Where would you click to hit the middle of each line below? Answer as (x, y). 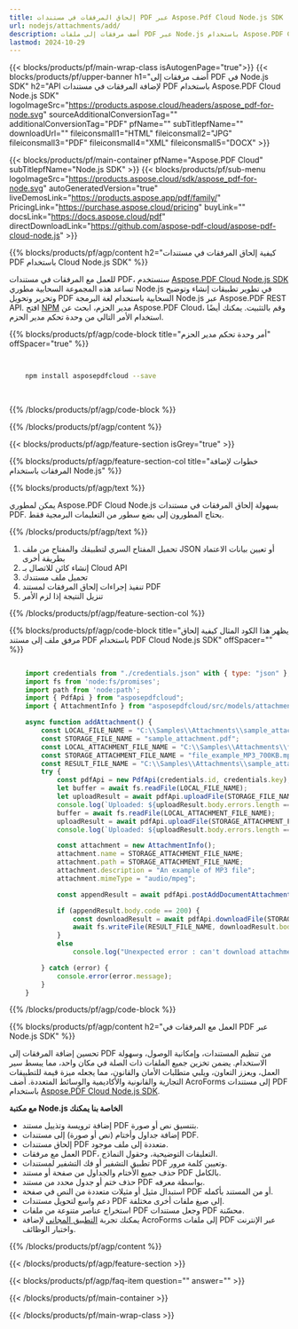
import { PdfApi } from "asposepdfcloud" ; (105, 698)
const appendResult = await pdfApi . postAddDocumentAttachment (174, 894)
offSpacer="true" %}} (49, 344)
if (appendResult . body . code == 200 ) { (128, 911)
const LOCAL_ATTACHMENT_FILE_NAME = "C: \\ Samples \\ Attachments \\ (165, 747)
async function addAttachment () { (89, 723)
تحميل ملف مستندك (55, 577)
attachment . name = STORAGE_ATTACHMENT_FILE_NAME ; (150, 854)
